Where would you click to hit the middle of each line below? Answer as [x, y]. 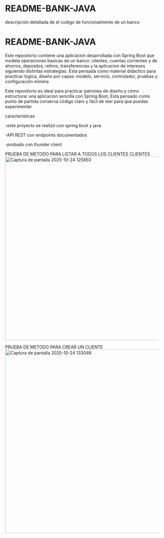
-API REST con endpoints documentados [46, 135]
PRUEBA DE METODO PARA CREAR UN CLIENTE [54, 347]
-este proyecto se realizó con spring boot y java [53, 125]
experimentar [19, 106]
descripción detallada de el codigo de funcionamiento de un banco [72, 22]
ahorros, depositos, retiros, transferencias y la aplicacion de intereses [75, 66]
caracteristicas [20, 116]
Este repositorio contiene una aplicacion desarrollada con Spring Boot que [80, 55]
